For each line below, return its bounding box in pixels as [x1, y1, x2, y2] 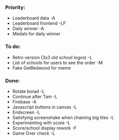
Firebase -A [12, 99, 37, 105]
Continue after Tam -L [12, 93, 58, 100]
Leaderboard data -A [12, 15, 56, 21]
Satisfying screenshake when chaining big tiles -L [12, 114, 115, 120]
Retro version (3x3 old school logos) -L [12, 54, 93, 60]
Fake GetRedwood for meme [12, 65, 71, 70]
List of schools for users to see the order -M [12, 60, 103, 66]
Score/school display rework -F [12, 125, 77, 131]
